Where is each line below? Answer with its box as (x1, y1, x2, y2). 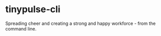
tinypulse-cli (5, 4, 61, 15)
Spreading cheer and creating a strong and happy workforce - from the (5, 20, 156, 26)
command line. (5, 25, 37, 31)
